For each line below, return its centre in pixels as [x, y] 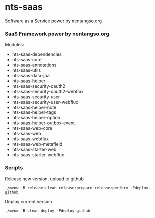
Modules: [15, 45]
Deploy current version [29, 201]
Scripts [14, 168]
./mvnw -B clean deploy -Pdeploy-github [48, 211]
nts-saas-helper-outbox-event [44, 123]
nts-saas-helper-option [36, 118]
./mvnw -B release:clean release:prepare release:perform [67, 188]
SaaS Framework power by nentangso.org [57, 34]
